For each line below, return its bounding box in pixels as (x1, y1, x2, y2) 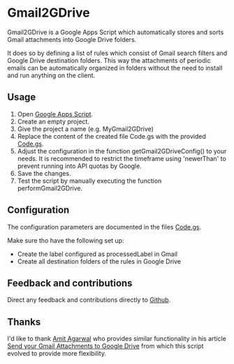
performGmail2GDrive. (17, 183, 82, 192)
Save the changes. (17, 169, 71, 177)
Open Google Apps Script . (17, 109, 93, 118)
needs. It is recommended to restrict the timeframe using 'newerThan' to (17, 154, 227, 162)
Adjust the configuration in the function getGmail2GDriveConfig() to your (17, 146, 227, 155)
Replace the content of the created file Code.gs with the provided (17, 132, 206, 140)
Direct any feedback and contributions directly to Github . (7, 296, 171, 304)
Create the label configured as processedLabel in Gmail (17, 250, 178, 258)
